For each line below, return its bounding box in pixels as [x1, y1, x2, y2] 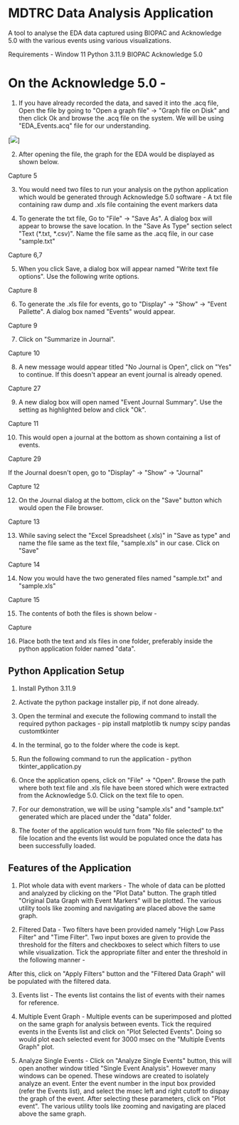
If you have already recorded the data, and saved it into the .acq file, [18, 98, 219, 107]
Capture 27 [8, 384, 41, 392]
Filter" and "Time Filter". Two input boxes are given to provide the [18, 932, 211, 941]
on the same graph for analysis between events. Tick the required [18, 1019, 212, 1028]
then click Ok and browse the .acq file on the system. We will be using [18, 113, 224, 122]
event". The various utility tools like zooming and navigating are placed [18, 1101, 226, 1110]
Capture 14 [8, 560, 41, 569]
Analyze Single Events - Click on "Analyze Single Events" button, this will [18, 1056, 232, 1064]
